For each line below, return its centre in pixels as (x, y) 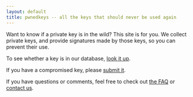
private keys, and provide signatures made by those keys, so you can (91, 40)
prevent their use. (28, 47)
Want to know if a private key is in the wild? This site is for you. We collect (96, 34)
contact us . (20, 87)
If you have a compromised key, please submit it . (66, 70)
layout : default (26, 12)
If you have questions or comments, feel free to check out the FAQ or (91, 82)
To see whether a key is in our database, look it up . (68, 58)
